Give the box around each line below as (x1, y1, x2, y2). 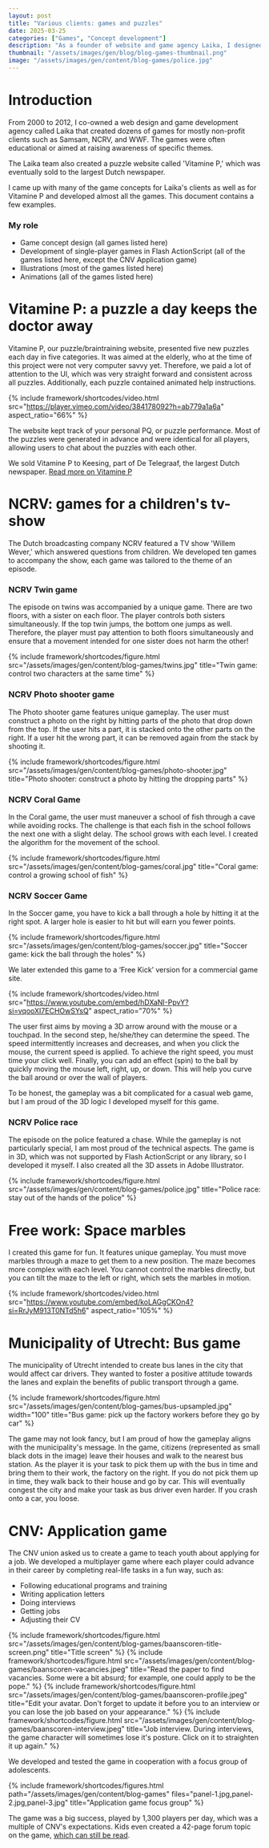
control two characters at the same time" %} (8, 669, 155, 678)
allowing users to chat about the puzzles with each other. (8, 443, 197, 453)
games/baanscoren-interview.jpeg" (8, 1725, 126, 1734)
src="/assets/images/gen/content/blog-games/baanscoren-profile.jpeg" (8, 1690, 248, 1700)
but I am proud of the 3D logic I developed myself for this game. (8, 1097, 219, 1106)
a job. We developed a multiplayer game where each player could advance (8, 1557, 255, 1567)
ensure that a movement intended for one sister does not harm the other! (8, 637, 249, 646)
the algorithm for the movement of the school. (8, 837, 160, 847)
